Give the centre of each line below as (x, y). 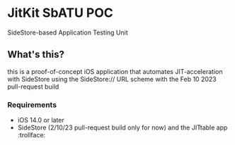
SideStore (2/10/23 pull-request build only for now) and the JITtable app (122, 127)
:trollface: (31, 135)
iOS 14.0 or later (41, 120)
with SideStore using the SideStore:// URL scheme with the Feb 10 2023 (112, 79)
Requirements (32, 105)
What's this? (36, 55)
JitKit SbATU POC (60, 13)
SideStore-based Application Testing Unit (68, 32)
